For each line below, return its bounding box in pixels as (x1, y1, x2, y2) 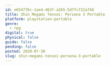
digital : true (5, 30, 35, 35)
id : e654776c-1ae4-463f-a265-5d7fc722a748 (5, 7, 94, 12)
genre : (5, 21, 19, 26)
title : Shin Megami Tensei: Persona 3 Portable (5, 12, 106, 17)
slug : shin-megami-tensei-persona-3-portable (5, 53, 101, 59)
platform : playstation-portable (5, 16, 72, 21)
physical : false (5, 35, 39, 40)
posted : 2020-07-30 (5, 49, 46, 54)
